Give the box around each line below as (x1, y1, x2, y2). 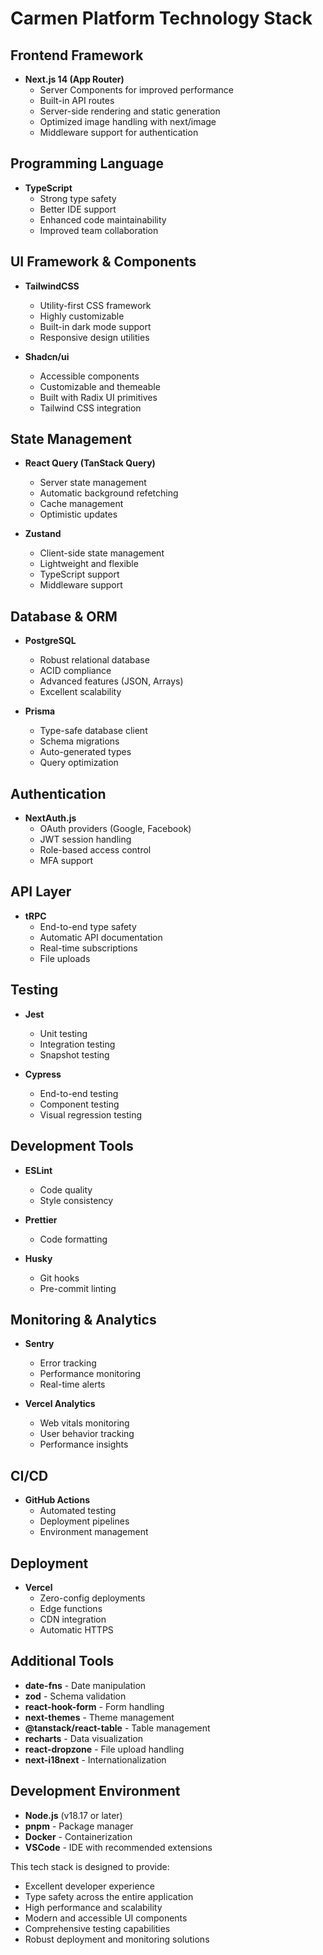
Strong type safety (39, 192, 117, 204)
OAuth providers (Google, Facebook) (39, 823, 192, 835)
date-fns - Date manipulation (24, 1679, 147, 1691)
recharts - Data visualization (24, 1732, 143, 1744)
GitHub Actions (24, 1494, 91, 1506)
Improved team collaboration (39, 224, 159, 236)
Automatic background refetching (39, 487, 179, 499)
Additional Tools (10, 1653, 115, 1670)
